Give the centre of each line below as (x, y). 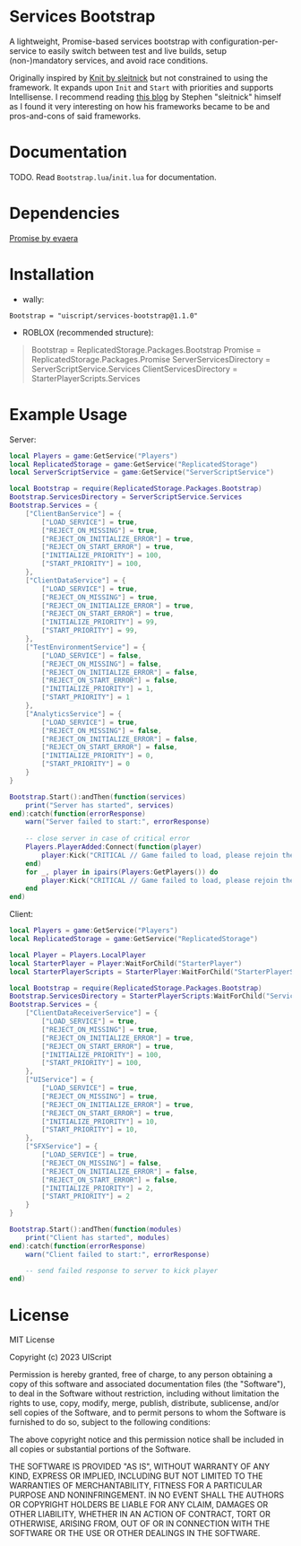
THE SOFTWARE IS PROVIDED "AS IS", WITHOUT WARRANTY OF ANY (140, 1467)
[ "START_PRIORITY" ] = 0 (86, 764)
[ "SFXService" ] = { (62, 1147)
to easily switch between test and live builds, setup (133, 50)
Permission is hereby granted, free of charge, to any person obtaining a (141, 1375)
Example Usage (69, 414)
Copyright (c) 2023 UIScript (60, 1358)
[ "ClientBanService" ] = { (74, 513)
